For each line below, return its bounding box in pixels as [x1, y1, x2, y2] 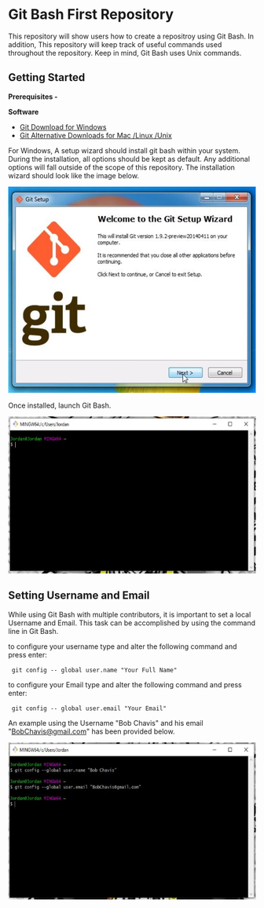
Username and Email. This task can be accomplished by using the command [8, 618, 256, 628]
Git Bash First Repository [8, 5, 174, 24]
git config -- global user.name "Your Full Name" [11, 666, 178, 674]
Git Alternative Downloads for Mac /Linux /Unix [19, 130, 173, 140]
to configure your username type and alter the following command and [8, 642, 237, 651]
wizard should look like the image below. [8, 170, 140, 180]
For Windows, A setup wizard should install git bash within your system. [8, 145, 241, 155]
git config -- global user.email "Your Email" [11, 705, 167, 712]
